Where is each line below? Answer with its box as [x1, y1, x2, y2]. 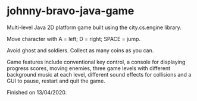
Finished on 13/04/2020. [7, 89, 67, 96]
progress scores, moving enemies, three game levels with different [7, 64, 171, 72]
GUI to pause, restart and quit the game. [7, 77, 106, 84]
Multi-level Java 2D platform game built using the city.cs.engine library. [7, 24, 182, 31]
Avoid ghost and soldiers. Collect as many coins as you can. [7, 46, 154, 54]
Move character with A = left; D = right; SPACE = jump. [7, 35, 141, 42]
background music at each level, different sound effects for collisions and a [7, 71, 192, 78]
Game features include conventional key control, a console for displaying [7, 58, 186, 65]
